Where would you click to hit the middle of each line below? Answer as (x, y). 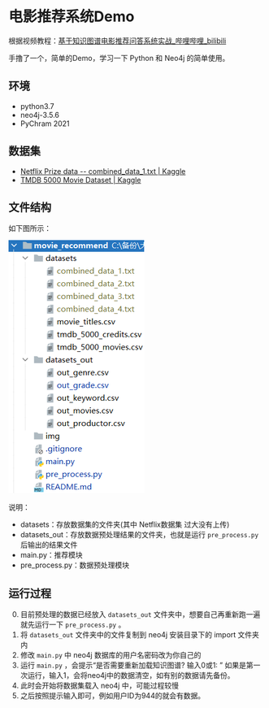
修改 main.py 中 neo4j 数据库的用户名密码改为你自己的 (111, 655)
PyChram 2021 (45, 124)
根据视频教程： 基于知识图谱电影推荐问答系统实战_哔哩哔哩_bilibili (117, 41)
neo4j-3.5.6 (39, 115)
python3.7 (37, 106)
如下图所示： (30, 228)
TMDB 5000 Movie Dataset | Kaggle (80, 180)
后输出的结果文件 (49, 545)
